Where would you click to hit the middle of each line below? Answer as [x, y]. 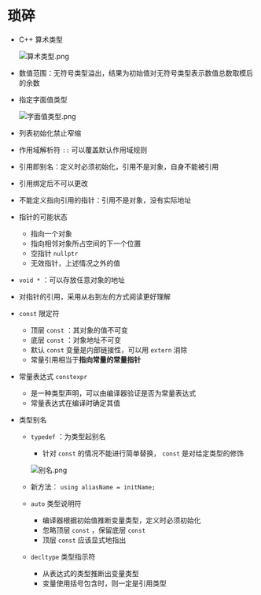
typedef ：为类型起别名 [68, 436]
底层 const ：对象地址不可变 [76, 340]
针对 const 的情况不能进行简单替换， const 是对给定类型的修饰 [143, 453]
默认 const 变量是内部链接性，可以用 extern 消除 [109, 350]
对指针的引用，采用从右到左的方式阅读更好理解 [94, 296]
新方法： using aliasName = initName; [93, 486]
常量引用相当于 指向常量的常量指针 [86, 359]
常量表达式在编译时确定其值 [75, 403]
